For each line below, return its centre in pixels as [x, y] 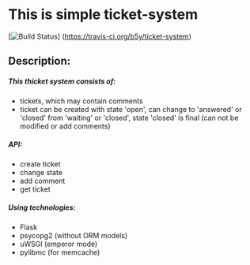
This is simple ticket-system [103, 15]
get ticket [35, 189]
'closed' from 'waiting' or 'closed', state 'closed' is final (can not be [129, 118]
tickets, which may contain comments [81, 101]
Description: [40, 61]
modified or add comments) [65, 126]
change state [41, 173]
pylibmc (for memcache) [60, 252]
